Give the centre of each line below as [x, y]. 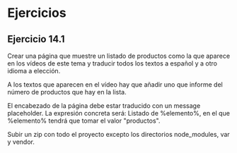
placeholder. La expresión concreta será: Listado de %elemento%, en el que [118, 113]
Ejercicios [37, 13]
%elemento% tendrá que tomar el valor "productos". [84, 121]
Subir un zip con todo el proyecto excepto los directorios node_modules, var [118, 134]
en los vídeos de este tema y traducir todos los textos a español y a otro [112, 63]
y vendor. [21, 142]
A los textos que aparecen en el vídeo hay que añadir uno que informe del [115, 85]
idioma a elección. [34, 71]
